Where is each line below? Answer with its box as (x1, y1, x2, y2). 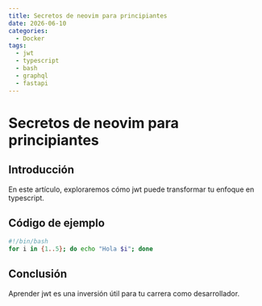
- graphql (15, 72, 48, 80)
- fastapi (15, 79, 48, 87)
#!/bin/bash (8, 238, 48, 246)
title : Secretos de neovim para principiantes (8, 11, 168, 20)
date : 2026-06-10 (8, 19, 67, 27)
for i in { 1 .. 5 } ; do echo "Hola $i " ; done (8, 245, 153, 254)
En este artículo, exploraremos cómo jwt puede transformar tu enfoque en (8, 184, 255, 194)
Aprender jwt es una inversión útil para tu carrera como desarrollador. (8, 288, 240, 298)
